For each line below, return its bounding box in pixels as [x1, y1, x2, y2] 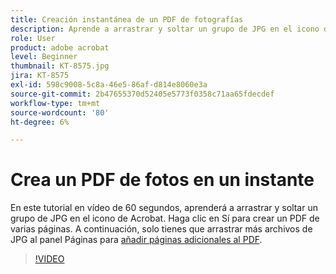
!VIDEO [34, 253, 65, 265]
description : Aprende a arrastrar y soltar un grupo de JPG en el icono [10, 24, 320, 34]
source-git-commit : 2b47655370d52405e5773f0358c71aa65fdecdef [10, 89, 275, 99]
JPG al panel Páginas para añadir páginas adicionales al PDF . [10, 234, 263, 246]
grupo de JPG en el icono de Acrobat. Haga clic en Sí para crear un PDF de [10, 212, 320, 225]
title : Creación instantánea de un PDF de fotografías [10, 14, 244, 25]
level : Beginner [10, 52, 78, 62]
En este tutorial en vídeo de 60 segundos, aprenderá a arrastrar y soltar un [10, 202, 318, 214]
